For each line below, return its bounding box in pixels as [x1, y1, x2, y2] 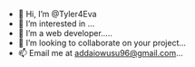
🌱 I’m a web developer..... [17, 28, 113, 38]
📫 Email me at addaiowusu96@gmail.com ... [17, 48, 183, 58]
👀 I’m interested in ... [17, 18, 95, 29]
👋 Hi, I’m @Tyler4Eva [17, 9, 97, 19]
